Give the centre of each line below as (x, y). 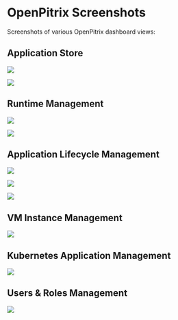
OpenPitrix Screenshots (76, 13)
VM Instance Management (65, 218)
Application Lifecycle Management (83, 154)
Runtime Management (55, 104)
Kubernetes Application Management (89, 255)
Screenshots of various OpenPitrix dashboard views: (81, 32)
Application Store (45, 53)
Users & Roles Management (67, 293)
